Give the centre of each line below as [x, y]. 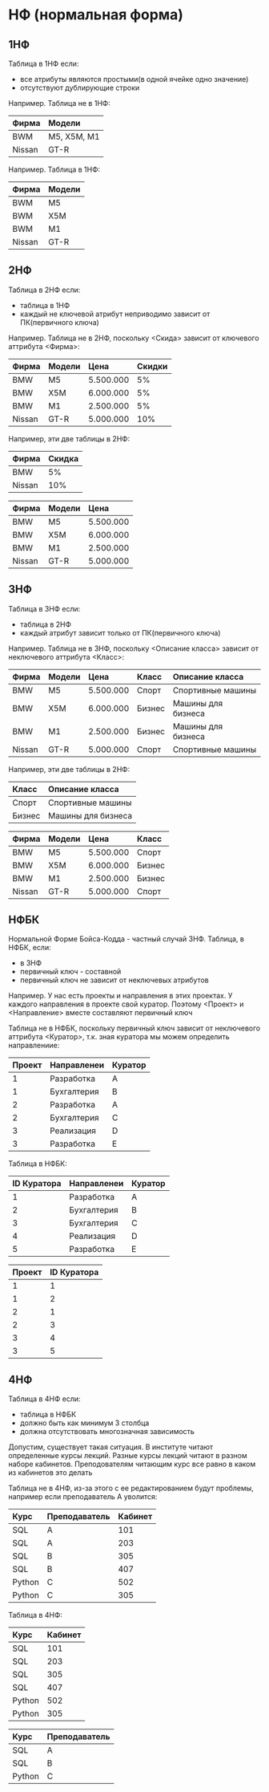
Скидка [63, 458]
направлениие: [34, 1046]
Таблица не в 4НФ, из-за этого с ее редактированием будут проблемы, [131, 1488]
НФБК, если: [30, 948]
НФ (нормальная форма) [96, 15]
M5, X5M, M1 [74, 136]
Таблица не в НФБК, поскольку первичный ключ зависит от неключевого [134, 1028]
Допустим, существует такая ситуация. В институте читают [111, 1447]
